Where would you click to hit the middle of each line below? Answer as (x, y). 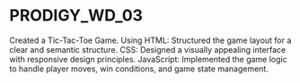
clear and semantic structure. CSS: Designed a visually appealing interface (148, 49)
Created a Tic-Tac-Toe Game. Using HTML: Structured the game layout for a (150, 40)
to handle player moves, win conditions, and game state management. (139, 69)
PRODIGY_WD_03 (76, 16)
